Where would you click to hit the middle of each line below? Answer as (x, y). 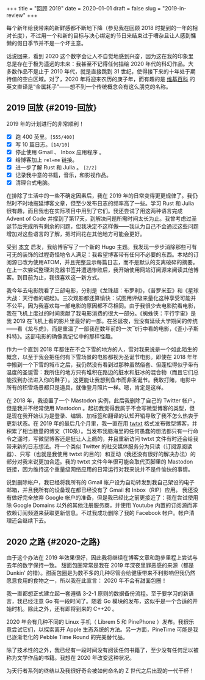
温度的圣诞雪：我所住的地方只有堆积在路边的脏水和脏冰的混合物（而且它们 (100, 372)
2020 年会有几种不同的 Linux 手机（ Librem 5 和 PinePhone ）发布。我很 (98, 622)
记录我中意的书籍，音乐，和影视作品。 (63, 175)
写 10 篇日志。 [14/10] (42, 144)
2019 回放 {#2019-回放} (52, 108)
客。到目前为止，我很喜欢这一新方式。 (54, 278)
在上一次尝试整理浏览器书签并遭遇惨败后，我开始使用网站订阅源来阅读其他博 (103, 270)
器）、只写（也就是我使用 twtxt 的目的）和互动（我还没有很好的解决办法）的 (101, 454)
